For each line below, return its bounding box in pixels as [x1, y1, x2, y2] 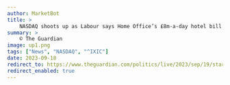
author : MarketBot [7, 10, 60, 17]
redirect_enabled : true [7, 67, 75, 74]
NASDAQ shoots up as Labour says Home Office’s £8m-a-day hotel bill [19, 23, 222, 29]
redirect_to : [7, 61, 44, 68]
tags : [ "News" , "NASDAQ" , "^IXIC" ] [7, 49, 109, 56]
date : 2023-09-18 [7, 55, 57, 62]
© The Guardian [19, 36, 63, 42]
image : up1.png [7, 42, 51, 49]
